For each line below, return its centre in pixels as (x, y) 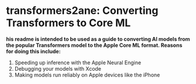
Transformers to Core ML (68, 23)
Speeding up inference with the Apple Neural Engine (78, 63)
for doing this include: (33, 51)
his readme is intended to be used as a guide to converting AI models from (98, 39)
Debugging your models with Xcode (58, 68)
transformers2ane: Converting (82, 11)
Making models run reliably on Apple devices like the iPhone (87, 75)
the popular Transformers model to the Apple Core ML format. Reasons (94, 45)
